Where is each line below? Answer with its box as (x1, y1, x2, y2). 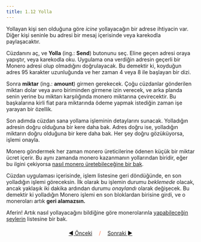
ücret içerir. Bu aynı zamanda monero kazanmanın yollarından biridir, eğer (6, 154, 188, 161)
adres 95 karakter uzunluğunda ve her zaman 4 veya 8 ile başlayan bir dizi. (6, 68, 191, 75)
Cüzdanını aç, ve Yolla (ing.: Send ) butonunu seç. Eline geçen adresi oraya (6, 49, 190, 57)
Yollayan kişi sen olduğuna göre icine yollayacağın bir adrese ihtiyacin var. (6, 25, 189, 32)
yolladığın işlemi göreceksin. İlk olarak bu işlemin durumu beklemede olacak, (6, 178, 194, 185)
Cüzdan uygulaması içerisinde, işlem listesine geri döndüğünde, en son (6, 171, 181, 179)
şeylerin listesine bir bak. (6, 215, 68, 222)
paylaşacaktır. (6, 38, 41, 45)
